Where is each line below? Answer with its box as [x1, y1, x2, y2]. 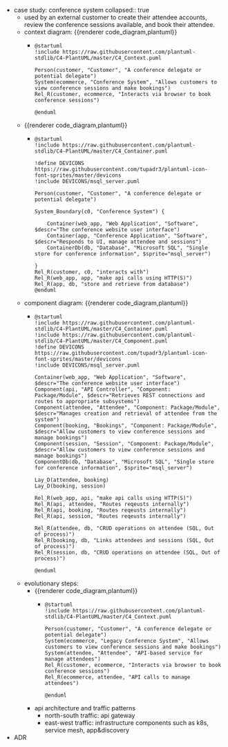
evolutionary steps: [23, 579, 79, 588]
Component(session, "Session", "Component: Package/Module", [34, 440, 214, 447]
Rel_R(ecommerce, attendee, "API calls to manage [44, 674, 191, 681]
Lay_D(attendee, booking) [34, 476, 109, 483]
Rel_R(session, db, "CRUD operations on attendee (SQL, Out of [34, 549, 220, 556]
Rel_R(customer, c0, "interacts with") [34, 269, 150, 275]
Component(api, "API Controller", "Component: [34, 386, 171, 393]
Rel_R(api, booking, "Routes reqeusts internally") [34, 507, 187, 514]
